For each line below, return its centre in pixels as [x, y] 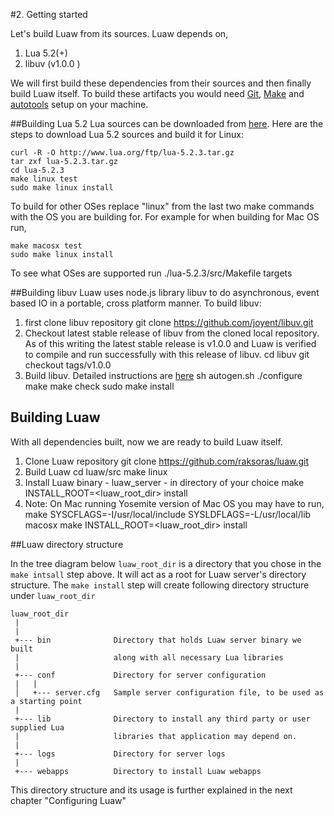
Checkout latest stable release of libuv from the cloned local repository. [172, 333]
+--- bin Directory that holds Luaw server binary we [158, 640]
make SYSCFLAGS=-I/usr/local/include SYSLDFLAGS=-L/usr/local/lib [168, 514]
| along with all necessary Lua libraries [149, 657]
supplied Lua [37, 727]
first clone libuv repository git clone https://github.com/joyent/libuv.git [169, 322]
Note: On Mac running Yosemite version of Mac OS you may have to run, [174, 503]
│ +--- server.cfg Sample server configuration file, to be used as [169, 692]
